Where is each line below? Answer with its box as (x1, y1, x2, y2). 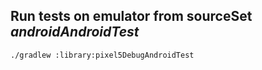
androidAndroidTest (10, 24, 140, 41)
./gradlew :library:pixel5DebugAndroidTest (10, 50, 195, 60)
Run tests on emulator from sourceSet (10, 8, 253, 25)
